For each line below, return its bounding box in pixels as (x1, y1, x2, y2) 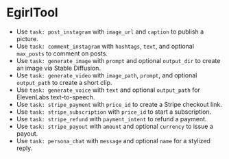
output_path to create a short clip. (16, 78, 112, 86)
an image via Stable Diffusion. (16, 64, 101, 72)
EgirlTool (6, 5, 59, 21)
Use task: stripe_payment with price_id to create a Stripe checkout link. (16, 100, 222, 108)
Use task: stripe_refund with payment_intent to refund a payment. (16, 114, 207, 123)
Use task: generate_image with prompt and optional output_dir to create (16, 56, 221, 64)
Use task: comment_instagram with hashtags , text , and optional (16, 42, 195, 50)
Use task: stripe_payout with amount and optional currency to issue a (16, 122, 214, 130)
